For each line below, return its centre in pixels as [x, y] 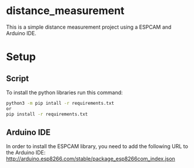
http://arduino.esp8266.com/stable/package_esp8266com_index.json [91, 159]
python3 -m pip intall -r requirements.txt [60, 103]
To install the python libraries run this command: [65, 92]
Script [18, 78]
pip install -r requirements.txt [47, 114]
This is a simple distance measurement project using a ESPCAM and [89, 27]
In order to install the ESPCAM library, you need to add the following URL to [97, 146]
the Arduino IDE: [26, 153]
